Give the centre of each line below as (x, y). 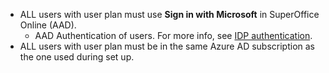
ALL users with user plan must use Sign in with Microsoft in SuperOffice (169, 14)
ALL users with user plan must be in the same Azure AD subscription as (167, 46)
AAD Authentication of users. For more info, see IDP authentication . (173, 35)
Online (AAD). (48, 25)
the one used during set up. (77, 57)
